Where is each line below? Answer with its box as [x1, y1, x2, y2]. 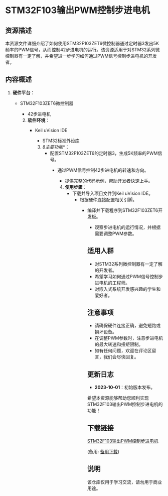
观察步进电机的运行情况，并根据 [94, 224, 161, 230]
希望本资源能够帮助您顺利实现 [87, 395, 149, 401]
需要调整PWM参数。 [94, 230, 137, 236]
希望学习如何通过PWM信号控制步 [94, 273, 163, 279]
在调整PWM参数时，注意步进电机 [94, 335, 163, 341]
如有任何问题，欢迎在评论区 [94, 347, 152, 354]
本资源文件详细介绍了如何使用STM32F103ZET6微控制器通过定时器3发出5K [5, 41, 159, 46]
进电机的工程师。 [94, 280, 130, 286]
